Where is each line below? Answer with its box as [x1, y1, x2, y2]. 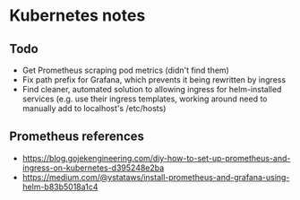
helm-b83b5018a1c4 [21, 181, 99, 192]
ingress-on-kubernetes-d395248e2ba [21, 162, 165, 173]
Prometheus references [9, 129, 145, 144]
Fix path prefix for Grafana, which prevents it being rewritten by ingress [21, 74, 287, 85]
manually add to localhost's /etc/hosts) [21, 103, 167, 113]
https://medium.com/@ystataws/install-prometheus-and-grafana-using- [21, 171, 290, 182]
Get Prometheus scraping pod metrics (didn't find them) [21, 65, 230, 75]
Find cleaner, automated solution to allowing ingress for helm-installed [21, 84, 282, 94]
